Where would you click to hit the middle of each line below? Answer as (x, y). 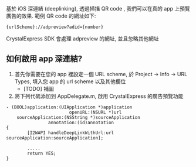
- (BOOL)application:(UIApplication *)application (69, 107)
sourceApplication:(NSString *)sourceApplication (79, 117)
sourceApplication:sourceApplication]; (55, 138)
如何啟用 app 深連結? (44, 59)
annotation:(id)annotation (81, 122)
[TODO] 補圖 (38, 88)
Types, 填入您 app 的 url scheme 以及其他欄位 (70, 81)
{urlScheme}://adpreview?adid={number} (55, 27)
